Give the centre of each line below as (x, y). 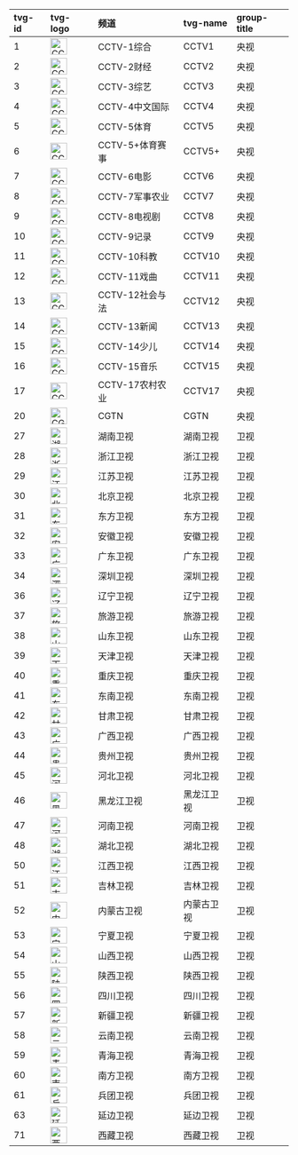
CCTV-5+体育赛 (132, 145)
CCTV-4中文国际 (133, 107)
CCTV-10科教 (127, 257)
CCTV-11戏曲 (127, 277)
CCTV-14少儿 (127, 347)
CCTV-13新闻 (127, 326)
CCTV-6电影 (125, 177)
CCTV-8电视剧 (129, 217)
